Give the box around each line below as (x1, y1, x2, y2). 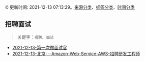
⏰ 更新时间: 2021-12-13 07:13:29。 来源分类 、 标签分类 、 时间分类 (5, 4, 135, 10)
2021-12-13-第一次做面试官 (12, 44, 67, 50)
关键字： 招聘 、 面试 (17, 34, 54, 40)
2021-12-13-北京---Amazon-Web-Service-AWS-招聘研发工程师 (12, 51, 140, 57)
